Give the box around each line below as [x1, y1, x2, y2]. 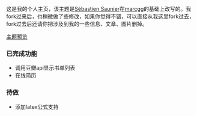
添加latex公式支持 [14, 103, 59, 110]
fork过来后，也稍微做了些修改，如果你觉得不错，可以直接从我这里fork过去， [6, 13, 195, 20]
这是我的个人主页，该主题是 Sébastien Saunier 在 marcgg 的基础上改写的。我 [6, 5, 192, 12]
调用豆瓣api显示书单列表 [14, 64, 76, 72]
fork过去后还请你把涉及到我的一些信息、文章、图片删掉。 [6, 20, 148, 27]
